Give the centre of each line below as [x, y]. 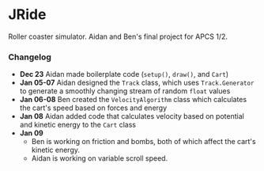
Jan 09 [31, 133]
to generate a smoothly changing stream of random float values [125, 91]
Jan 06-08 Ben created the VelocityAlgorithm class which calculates [133, 100]
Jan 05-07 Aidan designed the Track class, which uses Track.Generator [137, 83]
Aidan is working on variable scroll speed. [100, 158]
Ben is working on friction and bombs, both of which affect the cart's [143, 142]
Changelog [30, 57]
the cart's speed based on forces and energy [93, 108]
